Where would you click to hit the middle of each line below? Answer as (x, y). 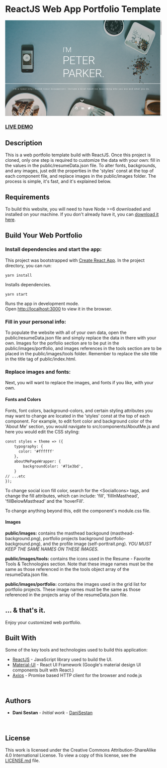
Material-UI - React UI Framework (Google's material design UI (77, 665)
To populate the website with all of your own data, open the (66, 332)
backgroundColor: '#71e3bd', (53, 466)
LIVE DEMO (19, 127)
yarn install (19, 275)
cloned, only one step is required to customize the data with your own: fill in (83, 160)
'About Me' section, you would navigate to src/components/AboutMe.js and (83, 426)
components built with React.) (43, 670)
